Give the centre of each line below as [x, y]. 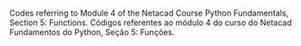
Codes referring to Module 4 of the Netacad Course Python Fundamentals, [149, 13]
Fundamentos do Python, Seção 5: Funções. [92, 32]
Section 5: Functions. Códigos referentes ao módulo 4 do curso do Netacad [151, 23]
